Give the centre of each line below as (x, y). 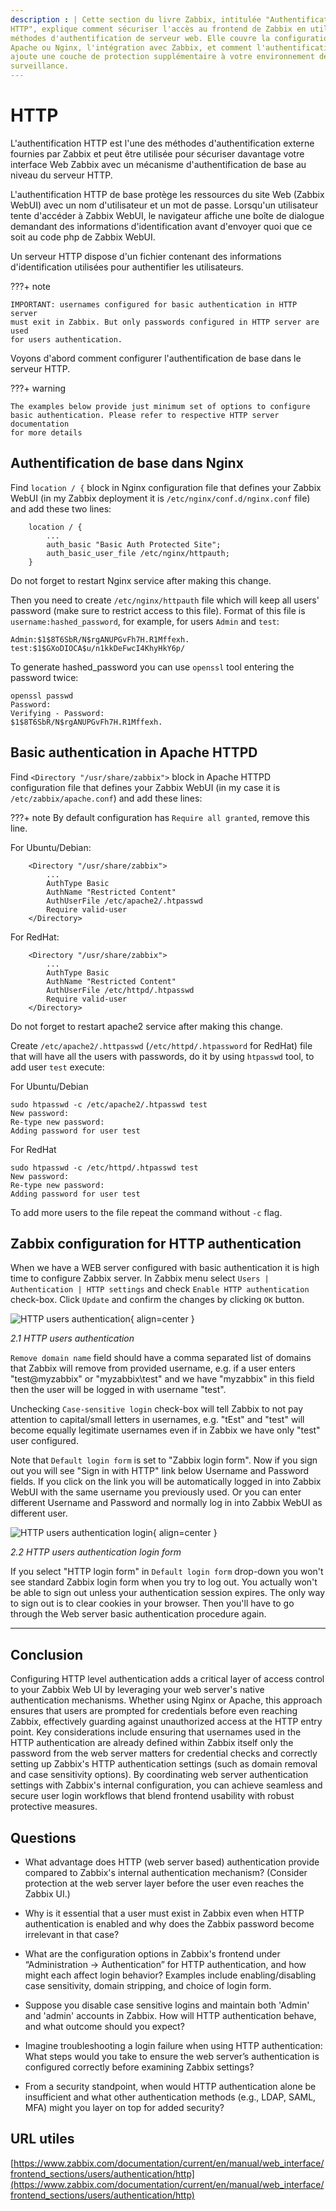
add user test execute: (57, 1067)
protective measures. (54, 1807)
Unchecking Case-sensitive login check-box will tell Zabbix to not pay (157, 1409)
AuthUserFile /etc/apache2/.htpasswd (124, 901)
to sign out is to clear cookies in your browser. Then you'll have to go (152, 1603)
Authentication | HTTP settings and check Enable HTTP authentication (160, 1289)
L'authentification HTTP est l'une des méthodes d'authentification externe (162, 143)
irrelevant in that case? (72, 1934)
